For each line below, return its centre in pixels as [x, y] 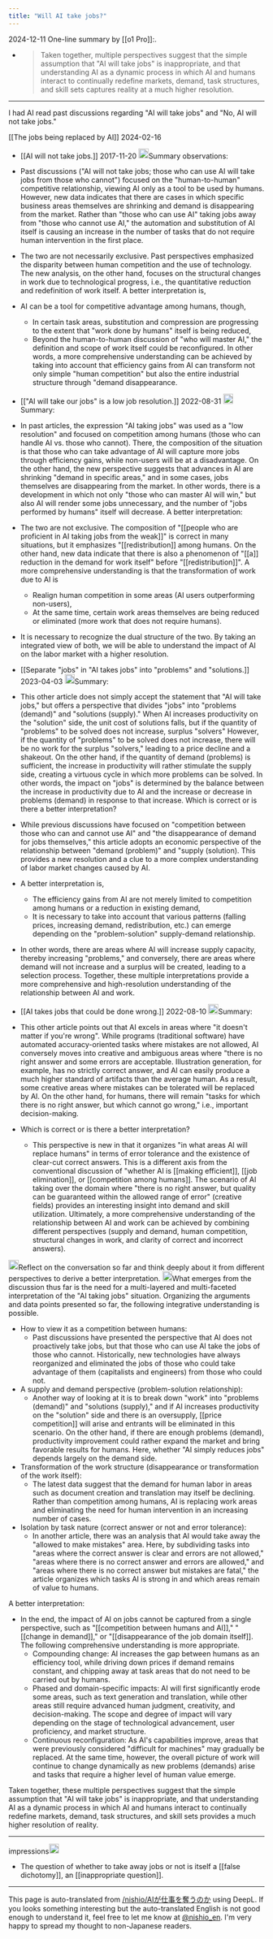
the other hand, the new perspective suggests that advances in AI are [136, 469]
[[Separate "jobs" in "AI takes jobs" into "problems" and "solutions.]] [135, 669]
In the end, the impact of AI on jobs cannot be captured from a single [136, 1619]
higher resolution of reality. [54, 1824]
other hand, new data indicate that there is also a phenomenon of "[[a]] [139, 553]
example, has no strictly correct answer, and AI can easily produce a [135, 1070]
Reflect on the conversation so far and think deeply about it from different [141, 1267]
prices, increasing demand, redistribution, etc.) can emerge [132, 925]
